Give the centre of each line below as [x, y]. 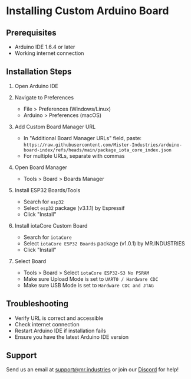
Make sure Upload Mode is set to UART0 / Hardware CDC [91, 278]
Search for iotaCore [47, 237]
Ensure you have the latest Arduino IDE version [72, 337]
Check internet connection [47, 324]
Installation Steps [39, 72]
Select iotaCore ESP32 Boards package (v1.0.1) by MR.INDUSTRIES [104, 243]
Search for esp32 [44, 202]
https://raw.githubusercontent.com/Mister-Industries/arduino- [103, 145]
